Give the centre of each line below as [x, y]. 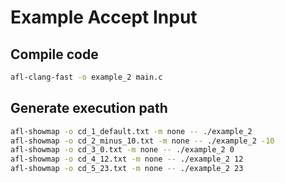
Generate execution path [89, 108]
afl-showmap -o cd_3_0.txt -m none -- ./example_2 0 [122, 150]
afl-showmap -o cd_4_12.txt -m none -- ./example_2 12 [127, 159]
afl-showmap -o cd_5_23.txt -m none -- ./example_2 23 [127, 169]
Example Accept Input [104, 17]
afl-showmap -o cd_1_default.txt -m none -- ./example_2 [131, 131]
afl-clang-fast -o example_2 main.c [86, 77]
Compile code [54, 54]
